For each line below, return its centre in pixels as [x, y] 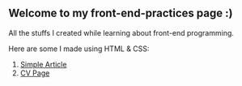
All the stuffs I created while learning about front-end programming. [121, 32]
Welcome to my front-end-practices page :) [121, 13]
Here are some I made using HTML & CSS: [79, 49]
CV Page [35, 73]
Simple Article [43, 64]
